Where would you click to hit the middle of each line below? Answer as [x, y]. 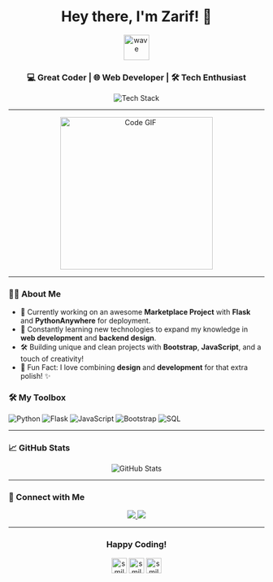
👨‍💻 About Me [35, 294]
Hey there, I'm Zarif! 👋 [136, 17]
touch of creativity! [52, 358]
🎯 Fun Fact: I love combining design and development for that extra [134, 367]
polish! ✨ [35, 376]
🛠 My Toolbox [37, 397]
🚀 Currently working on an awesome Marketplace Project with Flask [135, 311]
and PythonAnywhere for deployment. [85, 320]
